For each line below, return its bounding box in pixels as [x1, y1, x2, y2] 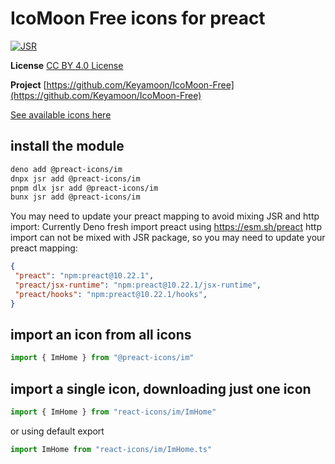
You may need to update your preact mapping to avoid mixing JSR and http [10, 210, 320, 222]
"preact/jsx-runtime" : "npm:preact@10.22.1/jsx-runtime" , [14, 280, 262, 290]
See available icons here [10, 108, 112, 121]
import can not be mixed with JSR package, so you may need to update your [10, 232, 326, 244]
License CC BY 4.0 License [10, 59, 124, 71]
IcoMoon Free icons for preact [10, 7, 266, 30]
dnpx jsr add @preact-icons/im [10, 173, 141, 184]
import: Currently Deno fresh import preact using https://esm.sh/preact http [10, 221, 322, 233]
